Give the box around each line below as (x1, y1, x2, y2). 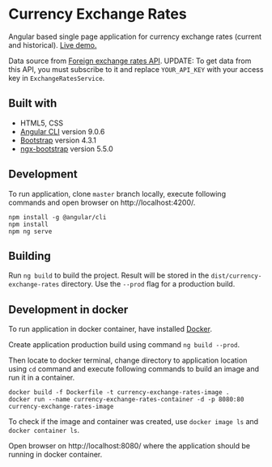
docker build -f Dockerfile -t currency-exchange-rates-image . (8, 388, 230, 397)
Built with (8, 96, 57, 110)
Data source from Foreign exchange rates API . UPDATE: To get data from (8, 56, 252, 66)
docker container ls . (8, 426, 80, 435)
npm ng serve (8, 227, 53, 236)
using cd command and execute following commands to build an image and (8, 364, 260, 374)
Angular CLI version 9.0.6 (19, 126, 105, 136)
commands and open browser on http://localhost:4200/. (8, 197, 196, 207)
